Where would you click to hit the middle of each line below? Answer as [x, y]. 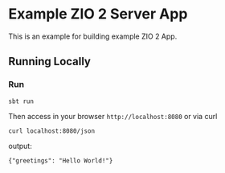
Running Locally [49, 62]
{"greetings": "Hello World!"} [61, 161]
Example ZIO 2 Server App [98, 14]
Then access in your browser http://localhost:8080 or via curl [113, 116]
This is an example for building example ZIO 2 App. [93, 36]
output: [20, 146]
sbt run [21, 101]
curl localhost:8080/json [51, 131]
